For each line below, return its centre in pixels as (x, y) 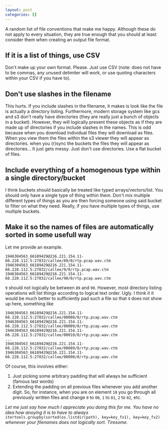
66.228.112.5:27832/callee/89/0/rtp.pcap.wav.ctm (58, 261)
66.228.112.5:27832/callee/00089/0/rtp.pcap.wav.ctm (61, 348)
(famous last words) (33, 381)
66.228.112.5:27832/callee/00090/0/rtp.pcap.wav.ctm (61, 357)
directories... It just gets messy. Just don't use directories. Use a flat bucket (83, 149)
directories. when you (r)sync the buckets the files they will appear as (77, 143)
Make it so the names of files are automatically (79, 227)
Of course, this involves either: (37, 366)
